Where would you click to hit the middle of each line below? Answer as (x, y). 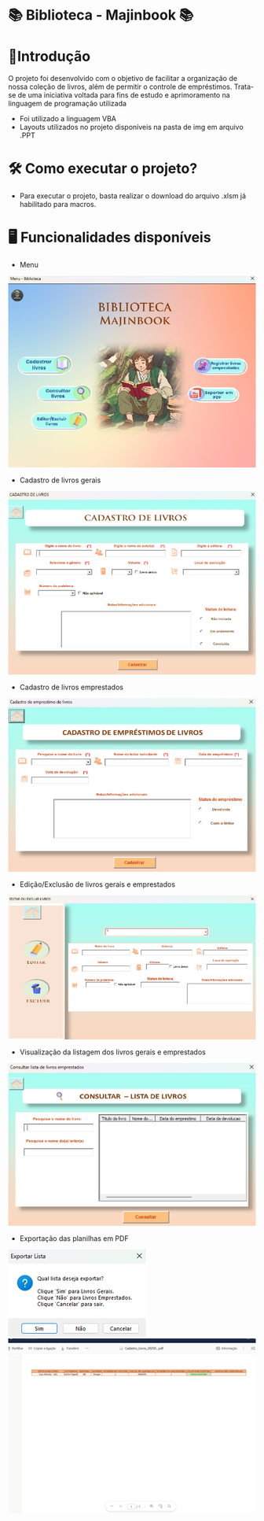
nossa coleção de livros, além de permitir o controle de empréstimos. (120, 87)
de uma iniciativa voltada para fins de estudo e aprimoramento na (124, 95)
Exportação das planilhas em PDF (74, 1239)
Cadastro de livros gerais (60, 480)
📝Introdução (49, 57)
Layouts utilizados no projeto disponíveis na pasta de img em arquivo (131, 127)
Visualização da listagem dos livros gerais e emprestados (112, 1052)
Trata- (244, 87)
